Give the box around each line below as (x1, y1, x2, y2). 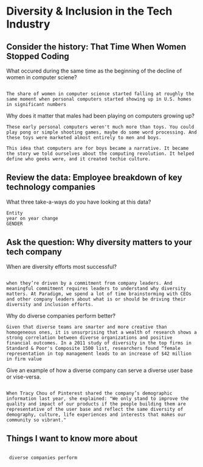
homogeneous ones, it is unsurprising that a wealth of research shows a (6, 329, 198, 335)
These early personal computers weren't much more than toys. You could (6, 124, 194, 130)
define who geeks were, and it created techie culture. (6, 156, 151, 162)
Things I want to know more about (6, 433, 138, 444)
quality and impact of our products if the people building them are (6, 401, 187, 407)
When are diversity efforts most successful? (6, 263, 117, 270)
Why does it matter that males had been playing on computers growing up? (6, 112, 194, 119)
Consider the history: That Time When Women (6, 41, 187, 52)
